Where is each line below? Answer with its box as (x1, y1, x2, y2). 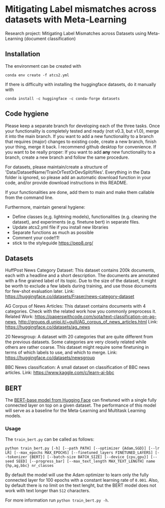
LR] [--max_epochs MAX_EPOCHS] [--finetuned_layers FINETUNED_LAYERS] (5, 450, 153, 456)
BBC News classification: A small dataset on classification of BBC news (5, 365, 150, 370)
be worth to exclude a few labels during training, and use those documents (5, 283, 157, 289)
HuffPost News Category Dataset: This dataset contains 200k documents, (5, 267, 156, 273)
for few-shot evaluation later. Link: (5, 288, 75, 294)
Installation (5, 50, 40, 58)
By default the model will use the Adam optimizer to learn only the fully (5, 472, 149, 478)
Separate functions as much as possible (12, 229, 94, 235)
